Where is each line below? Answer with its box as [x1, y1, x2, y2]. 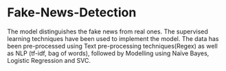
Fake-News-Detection [7, 5, 137, 20]
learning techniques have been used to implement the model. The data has [7, 34, 219, 42]
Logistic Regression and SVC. [7, 56, 91, 64]
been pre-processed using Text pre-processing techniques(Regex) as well [7, 42, 218, 50]
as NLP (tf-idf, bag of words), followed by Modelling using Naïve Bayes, [7, 49, 210, 57]
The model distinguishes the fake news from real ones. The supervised [7, 27, 208, 35]
